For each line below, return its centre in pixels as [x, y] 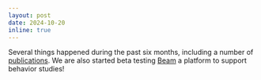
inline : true [30, 30]
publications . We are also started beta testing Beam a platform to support [128, 60]
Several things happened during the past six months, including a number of [131, 53]
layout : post [30, 15]
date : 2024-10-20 [37, 23]
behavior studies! [36, 69]
